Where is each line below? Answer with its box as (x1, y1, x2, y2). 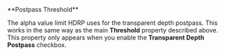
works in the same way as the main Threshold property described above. (7, 26, 218, 34)
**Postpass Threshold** (7, 6, 79, 13)
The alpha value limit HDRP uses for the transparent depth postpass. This (7, 19, 218, 27)
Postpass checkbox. (7, 41, 67, 49)
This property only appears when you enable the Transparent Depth (7, 33, 205, 41)
